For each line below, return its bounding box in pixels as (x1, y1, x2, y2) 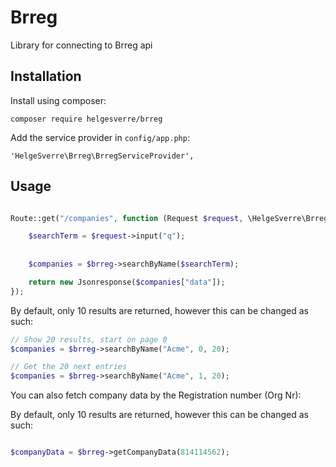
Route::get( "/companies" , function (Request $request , (10, 213, 244, 223)
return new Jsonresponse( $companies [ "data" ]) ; (28, 277, 226, 287)
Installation (10, 68, 82, 85)
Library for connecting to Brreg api (10, 39, 153, 51)
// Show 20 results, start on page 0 (10, 334, 168, 345)
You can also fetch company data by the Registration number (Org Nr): (10, 389, 302, 401)
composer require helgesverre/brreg (10, 114, 163, 124)
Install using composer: (10, 94, 107, 106)
